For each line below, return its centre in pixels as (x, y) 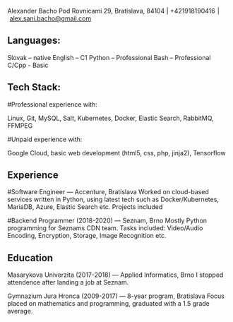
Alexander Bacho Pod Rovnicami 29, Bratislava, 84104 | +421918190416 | (114, 11)
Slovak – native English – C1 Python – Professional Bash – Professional (109, 57)
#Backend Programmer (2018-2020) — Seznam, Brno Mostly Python (107, 221)
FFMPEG (20, 125)
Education (30, 258)
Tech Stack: (34, 87)
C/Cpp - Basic (28, 65)
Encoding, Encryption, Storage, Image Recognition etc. (87, 236)
